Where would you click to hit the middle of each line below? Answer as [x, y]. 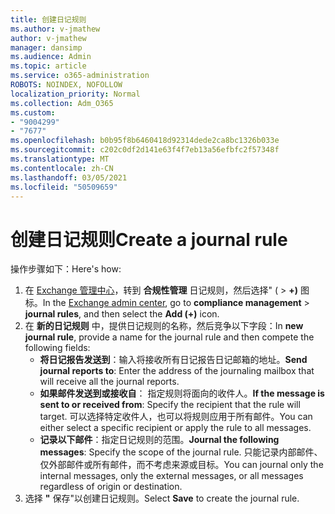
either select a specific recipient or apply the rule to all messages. [175, 428]
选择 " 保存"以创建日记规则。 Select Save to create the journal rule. [162, 498]
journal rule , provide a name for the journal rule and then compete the [169, 337]
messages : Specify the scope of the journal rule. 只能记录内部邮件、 [181, 452]
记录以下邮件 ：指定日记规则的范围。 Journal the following [159, 440]
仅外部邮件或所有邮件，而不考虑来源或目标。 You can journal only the [181, 465]
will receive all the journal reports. [109, 382]
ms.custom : [33, 112]
